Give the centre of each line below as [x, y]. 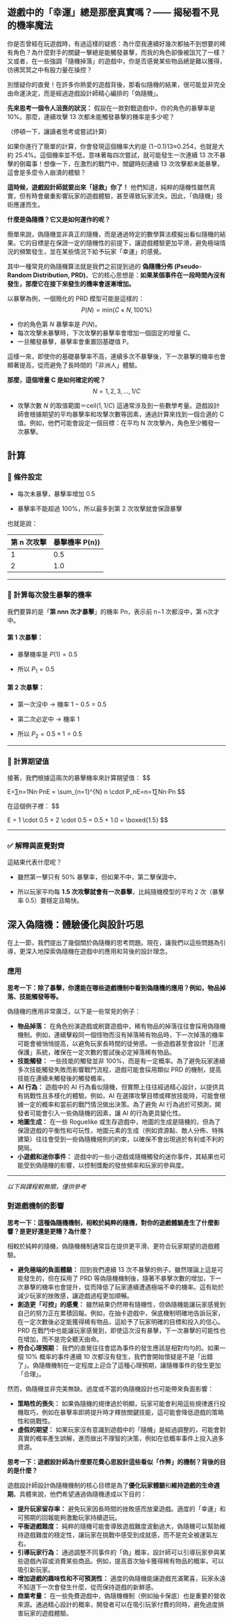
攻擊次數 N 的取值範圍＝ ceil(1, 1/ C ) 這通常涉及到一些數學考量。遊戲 [112, 405]
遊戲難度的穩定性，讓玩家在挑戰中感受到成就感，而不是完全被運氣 [118, 1535]
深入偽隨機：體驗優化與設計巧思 [76, 924]
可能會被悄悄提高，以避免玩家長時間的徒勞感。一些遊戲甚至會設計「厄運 [120, 1043]
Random [20, 275]
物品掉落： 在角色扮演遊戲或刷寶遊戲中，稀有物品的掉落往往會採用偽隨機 [121, 1026]
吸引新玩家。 [35, 1569]
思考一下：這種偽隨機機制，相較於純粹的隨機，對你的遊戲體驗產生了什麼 [110, 1223]
